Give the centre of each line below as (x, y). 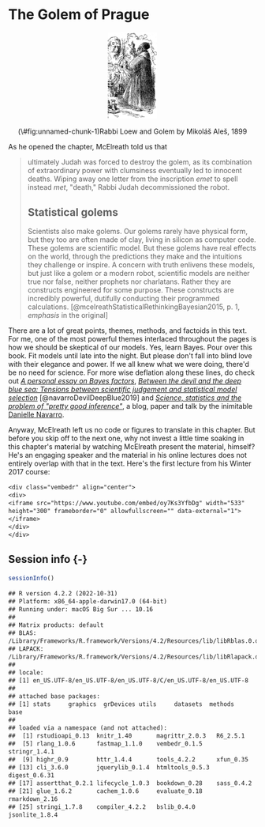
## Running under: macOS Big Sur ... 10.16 (81, 609)
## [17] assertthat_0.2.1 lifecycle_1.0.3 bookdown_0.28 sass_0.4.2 (130, 783)
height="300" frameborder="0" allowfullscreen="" (91, 512)
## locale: (26, 672)
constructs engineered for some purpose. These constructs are (131, 290)
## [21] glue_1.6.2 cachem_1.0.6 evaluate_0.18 (105, 791)
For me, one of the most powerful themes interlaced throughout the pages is (132, 339)
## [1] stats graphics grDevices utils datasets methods (121, 704)
